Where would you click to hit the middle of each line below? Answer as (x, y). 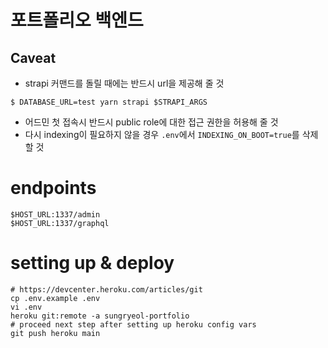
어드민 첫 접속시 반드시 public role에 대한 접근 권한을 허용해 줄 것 (151, 122)
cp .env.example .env (55, 298)
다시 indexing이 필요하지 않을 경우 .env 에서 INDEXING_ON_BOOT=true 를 (162, 134)
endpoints (53, 188)
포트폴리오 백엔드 (77, 20)
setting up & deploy (92, 263)
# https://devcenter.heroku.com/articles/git (106, 289)
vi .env (26, 307)
